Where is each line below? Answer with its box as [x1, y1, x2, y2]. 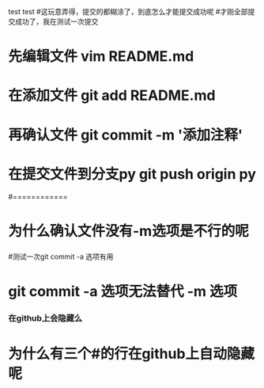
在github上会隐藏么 [8, 312, 83, 323]
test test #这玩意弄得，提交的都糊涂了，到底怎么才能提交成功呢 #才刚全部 [8, 7, 248, 16]
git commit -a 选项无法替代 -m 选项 [8, 282, 238, 300]
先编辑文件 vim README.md [8, 48, 194, 66]
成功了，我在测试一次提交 [14, 17, 99, 26]
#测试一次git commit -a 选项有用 [8, 252, 114, 261]
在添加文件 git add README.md [8, 86, 216, 105]
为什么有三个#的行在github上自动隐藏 [8, 344, 255, 363]
